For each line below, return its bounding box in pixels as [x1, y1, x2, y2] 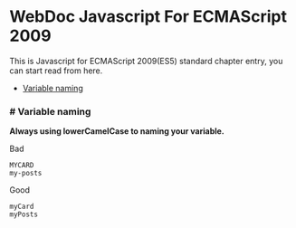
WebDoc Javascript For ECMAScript [9, 6, 288, 27]
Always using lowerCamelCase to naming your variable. [9, 126, 224, 137]
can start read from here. [9, 65, 103, 76]
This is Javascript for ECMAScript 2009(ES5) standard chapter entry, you [9, 55, 283, 66]
